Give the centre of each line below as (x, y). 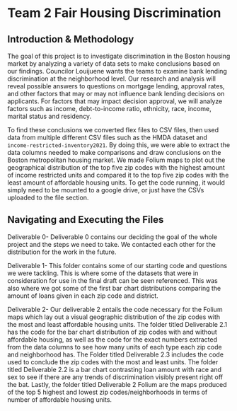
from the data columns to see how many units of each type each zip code (115, 347)
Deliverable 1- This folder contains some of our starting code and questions (117, 265)
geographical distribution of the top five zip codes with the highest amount (116, 167)
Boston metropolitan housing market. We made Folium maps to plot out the (116, 160)
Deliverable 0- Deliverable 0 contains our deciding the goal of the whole (112, 237)
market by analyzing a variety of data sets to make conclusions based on (114, 64)
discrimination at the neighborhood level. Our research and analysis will (111, 79)
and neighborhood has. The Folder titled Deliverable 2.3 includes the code (116, 354)
